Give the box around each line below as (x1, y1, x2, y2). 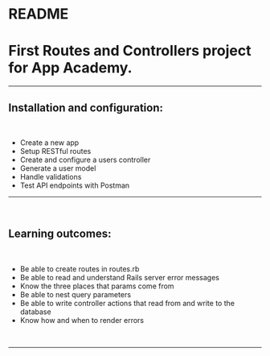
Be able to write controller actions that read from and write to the (19, 298, 235, 308)
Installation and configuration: (8, 101, 163, 114)
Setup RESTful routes (19, 146, 92, 155)
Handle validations (19, 172, 82, 181)
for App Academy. (8, 59, 133, 77)
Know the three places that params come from (19, 281, 174, 291)
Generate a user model (19, 163, 96, 173)
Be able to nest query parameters (19, 289, 131, 299)
